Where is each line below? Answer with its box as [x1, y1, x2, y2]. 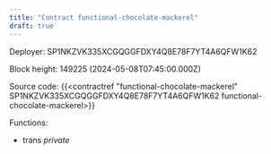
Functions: [9, 117, 48, 128]
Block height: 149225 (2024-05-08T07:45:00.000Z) [9, 64, 202, 74]
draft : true [9, 21, 54, 30]
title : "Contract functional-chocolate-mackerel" [9, 13, 199, 22]
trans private [22, 134, 70, 145]
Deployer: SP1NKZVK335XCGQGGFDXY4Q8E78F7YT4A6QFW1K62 [9, 46, 258, 56]
